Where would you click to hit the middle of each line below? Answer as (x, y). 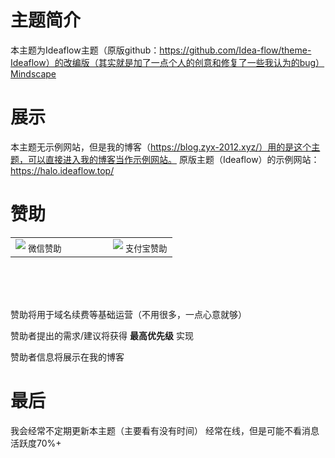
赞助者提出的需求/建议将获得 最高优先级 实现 (102, 335)
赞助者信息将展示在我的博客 (67, 357)
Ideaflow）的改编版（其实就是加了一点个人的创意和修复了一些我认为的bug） (167, 62)
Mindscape (33, 73)
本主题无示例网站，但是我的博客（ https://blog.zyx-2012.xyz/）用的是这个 (161, 147)
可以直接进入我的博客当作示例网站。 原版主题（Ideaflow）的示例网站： (173, 159)
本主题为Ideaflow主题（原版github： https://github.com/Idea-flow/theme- (161, 50)
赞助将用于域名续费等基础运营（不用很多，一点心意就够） (128, 314)
